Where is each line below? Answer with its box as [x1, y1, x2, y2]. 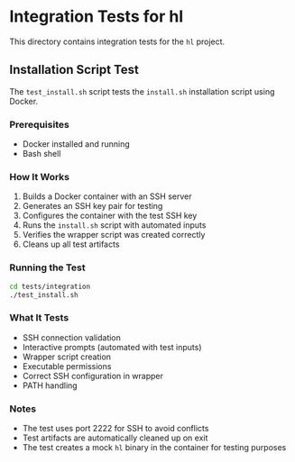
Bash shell [22, 149, 61, 159]
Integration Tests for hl [9, 6, 183, 27]
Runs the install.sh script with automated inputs [22, 220, 207, 231]
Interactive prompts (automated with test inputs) [22, 341, 202, 352]
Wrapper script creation [22, 351, 111, 362]
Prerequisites [9, 118, 69, 131]
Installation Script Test [9, 62, 140, 77]
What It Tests [9, 312, 69, 324]
